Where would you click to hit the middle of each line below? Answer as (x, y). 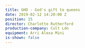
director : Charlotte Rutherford (39, 24)
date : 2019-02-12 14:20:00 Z (36, 14)
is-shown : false (22, 38)
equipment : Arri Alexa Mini (35, 33)
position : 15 (19, 19)
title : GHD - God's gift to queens (43, 10)
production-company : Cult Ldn (37, 28)
